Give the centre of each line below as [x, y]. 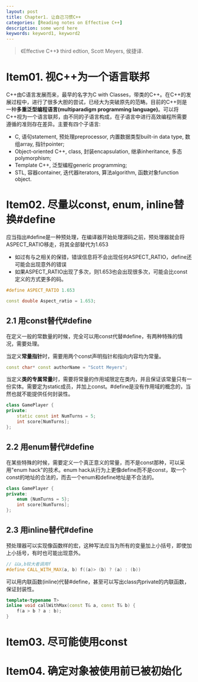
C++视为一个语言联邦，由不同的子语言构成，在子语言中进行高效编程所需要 [97, 117]
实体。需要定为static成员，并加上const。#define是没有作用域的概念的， [98, 387]
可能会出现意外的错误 [40, 264]
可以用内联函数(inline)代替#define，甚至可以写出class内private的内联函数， [98, 582]
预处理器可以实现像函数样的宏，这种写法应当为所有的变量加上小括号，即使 [96, 545]
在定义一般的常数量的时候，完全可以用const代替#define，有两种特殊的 [92, 336]
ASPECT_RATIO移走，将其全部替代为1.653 [57, 244]
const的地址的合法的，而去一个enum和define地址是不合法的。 [82, 477]
